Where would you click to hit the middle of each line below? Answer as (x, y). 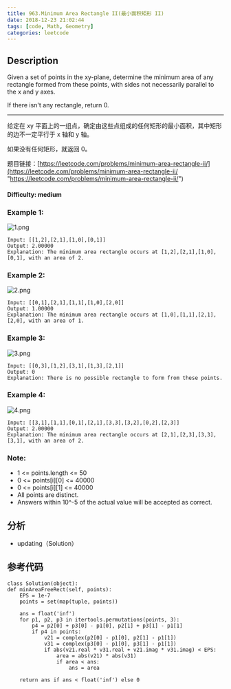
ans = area (84, 668)
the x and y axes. (31, 92)
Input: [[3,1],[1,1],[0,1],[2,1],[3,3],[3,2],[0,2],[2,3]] (93, 423)
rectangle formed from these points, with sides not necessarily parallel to (111, 85)
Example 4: (26, 395)
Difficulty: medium (34, 194)
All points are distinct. (48, 495)
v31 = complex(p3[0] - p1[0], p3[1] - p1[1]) (110, 644)
